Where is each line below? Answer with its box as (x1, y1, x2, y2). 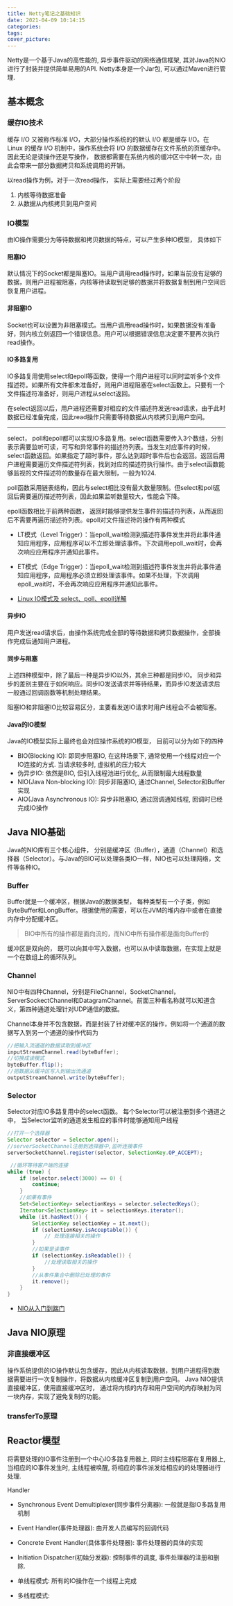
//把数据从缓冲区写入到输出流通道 (7, 1068, 92, 1075)
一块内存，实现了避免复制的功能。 (7, 1392, 105, 1401)
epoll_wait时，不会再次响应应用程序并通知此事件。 (17, 580, 162, 588)
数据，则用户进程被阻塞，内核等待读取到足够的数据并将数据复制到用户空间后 (7, 278, 226, 287)
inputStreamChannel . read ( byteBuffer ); (7, 1049, 119, 1056)
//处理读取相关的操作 (44, 1258, 98, 1265)
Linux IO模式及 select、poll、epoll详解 (17, 594, 127, 602)
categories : (7, 23, 42, 30)
